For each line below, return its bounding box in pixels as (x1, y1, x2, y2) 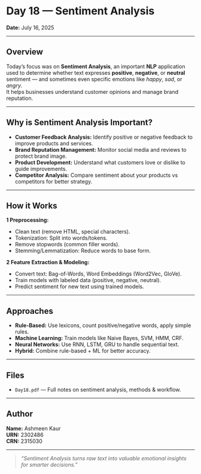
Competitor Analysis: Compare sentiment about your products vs (14, 172, 178, 179)
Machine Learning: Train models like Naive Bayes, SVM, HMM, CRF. (14, 335, 184, 342)
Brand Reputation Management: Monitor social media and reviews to (14, 146, 187, 153)
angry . (6, 82, 23, 89)
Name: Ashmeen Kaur (6, 424, 61, 432)
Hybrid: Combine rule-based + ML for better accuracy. (14, 347, 151, 354)
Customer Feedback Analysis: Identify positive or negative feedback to (14, 133, 193, 140)
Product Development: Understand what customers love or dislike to (14, 158, 185, 166)
